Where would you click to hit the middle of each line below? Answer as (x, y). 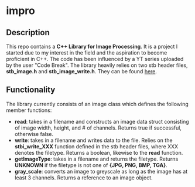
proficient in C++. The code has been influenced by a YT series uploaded (95, 59)
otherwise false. (34, 134)
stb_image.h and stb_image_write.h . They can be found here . (81, 71)
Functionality (31, 90)
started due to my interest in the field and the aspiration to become (87, 53)
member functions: (29, 110)
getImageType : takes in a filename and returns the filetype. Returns (96, 159)
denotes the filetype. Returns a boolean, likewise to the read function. (99, 152)
